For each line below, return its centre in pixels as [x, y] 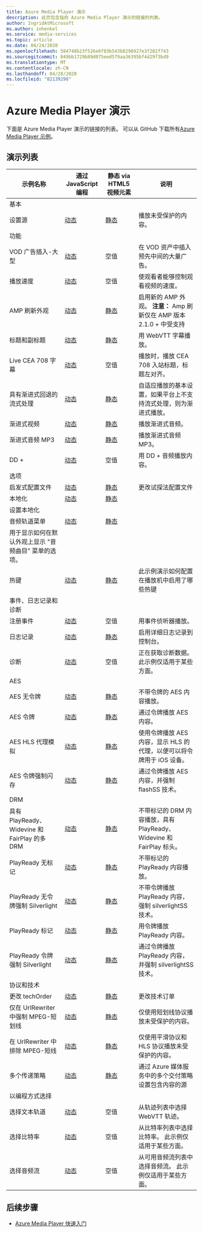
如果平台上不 [169, 394]
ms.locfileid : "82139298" [39, 79]
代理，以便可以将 [163, 751]
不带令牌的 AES [160, 692]
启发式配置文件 [31, 487]
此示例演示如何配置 [166, 571]
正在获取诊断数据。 [166, 652]
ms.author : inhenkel [32, 29]
